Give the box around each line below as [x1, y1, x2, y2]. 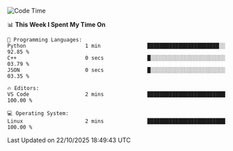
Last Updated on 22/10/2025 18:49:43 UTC [7, 136, 131, 144]
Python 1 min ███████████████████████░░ [7, 42, 226, 49]
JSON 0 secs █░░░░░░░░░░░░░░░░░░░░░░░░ [7, 66, 226, 73]
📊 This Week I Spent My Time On [7, 21, 106, 28]
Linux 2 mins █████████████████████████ [7, 118, 226, 125]
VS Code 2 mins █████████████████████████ [7, 91, 226, 98]
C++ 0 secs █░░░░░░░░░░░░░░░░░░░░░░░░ [7, 55, 226, 62]
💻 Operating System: [7, 110, 70, 117]
